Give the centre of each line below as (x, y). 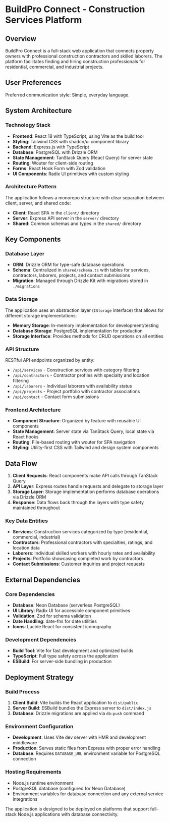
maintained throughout (36, 508)
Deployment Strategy (40, 677)
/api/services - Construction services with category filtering (76, 370)
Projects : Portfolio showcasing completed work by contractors (78, 559)
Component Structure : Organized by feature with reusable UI (77, 421)
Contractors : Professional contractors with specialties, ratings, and (82, 542)
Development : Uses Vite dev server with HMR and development (79, 737)
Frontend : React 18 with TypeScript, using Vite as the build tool (78, 136)
